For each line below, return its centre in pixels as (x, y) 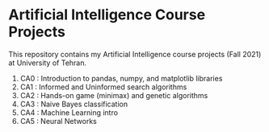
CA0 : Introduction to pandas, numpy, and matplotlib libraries (121, 78)
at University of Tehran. (48, 63)
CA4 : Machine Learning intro (69, 112)
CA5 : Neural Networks (58, 121)
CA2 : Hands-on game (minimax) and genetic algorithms (114, 95)
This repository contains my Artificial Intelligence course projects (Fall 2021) (135, 54)
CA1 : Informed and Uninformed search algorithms (103, 87)
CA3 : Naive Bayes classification (74, 104)
